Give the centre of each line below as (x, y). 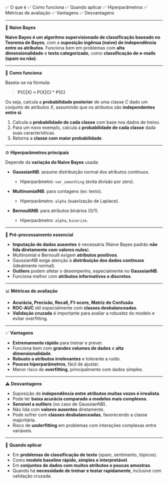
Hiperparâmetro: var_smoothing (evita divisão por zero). (77, 181)
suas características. (34, 133)
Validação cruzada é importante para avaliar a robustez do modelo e (83, 313)
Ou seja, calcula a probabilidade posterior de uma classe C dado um (76, 102)
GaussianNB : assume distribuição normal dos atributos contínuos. (81, 172)
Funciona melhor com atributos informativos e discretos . (72, 276)
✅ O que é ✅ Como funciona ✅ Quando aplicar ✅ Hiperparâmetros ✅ (76, 7)
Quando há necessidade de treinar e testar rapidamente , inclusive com (87, 470)
